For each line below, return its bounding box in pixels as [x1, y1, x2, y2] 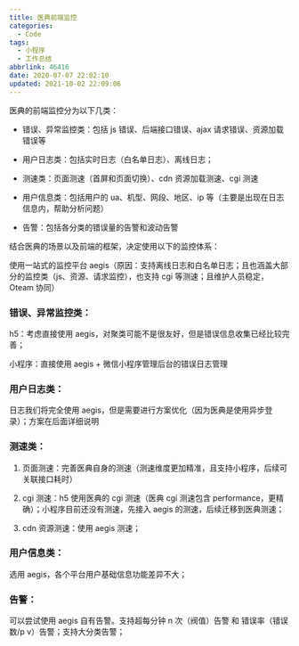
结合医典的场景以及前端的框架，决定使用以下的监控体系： [9, 241, 220, 251]
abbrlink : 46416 [9, 63, 69, 72]
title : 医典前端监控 [9, 12, 77, 22]
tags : [9, 37, 29, 47]
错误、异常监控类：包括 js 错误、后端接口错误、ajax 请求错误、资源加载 [21, 124, 285, 135]
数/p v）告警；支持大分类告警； [9, 626, 125, 637]
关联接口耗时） [21, 473, 77, 484]
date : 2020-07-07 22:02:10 [9, 71, 109, 80]
